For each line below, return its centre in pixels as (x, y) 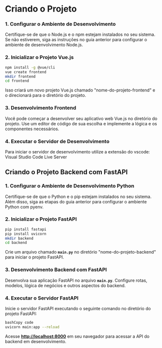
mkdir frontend (20, 76)
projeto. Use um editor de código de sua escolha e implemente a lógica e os (81, 123)
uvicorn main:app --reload (32, 327)
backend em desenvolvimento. (36, 341)
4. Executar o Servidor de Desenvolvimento (57, 141)
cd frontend (17, 81)
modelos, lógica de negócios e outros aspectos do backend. (65, 285)
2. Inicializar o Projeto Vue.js (40, 58)
